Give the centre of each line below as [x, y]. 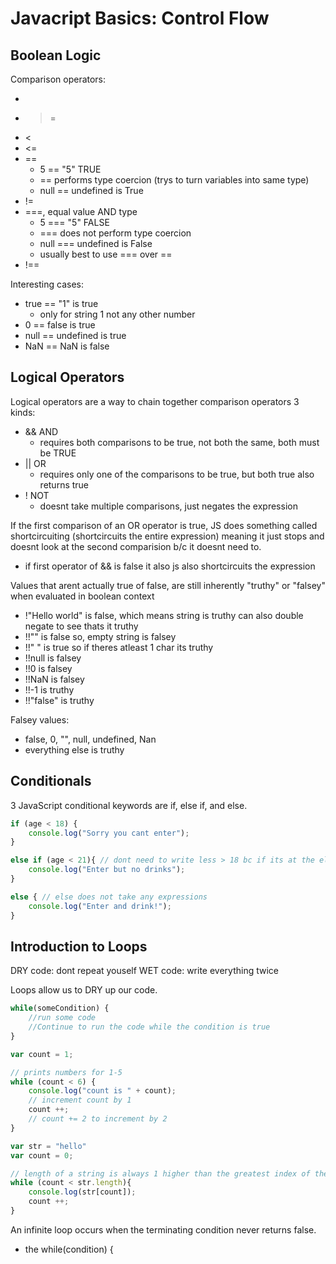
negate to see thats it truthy [81, 626]
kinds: [23, 412]
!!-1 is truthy [49, 689]
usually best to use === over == [106, 254]
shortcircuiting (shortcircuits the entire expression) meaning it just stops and [167, 536]
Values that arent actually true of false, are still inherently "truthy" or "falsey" [168, 585]
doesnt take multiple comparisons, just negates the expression [168, 506]
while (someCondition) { [60, 1008]
